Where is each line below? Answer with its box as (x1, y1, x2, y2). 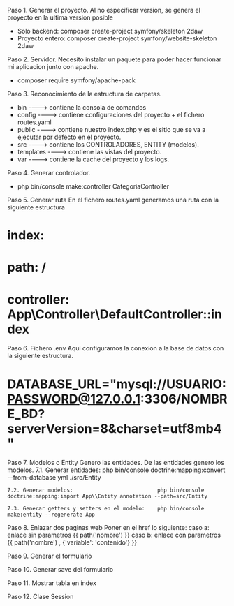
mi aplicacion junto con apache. (7, 63, 99, 71)
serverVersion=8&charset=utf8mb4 (7, 420, 222, 436)
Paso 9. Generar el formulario (7, 552, 92, 561)
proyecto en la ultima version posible (7, 13, 114, 22)
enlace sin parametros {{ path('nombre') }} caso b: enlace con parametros (7, 531, 221, 540)
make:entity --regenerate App (7, 511, 96, 519)
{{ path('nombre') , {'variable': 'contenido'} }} (7, 538, 138, 547)
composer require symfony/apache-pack (17, 76, 136, 84)
